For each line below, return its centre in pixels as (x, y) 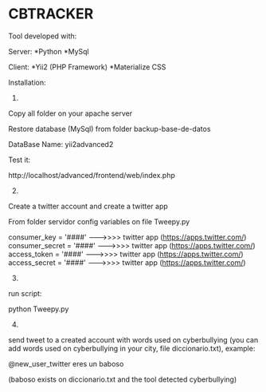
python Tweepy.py (39, 309)
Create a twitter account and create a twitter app (88, 206)
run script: (25, 293)
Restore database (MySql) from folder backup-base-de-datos (110, 129)
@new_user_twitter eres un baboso (66, 363)
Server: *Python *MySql (49, 51)
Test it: (20, 160)
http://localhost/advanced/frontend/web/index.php (92, 175)
